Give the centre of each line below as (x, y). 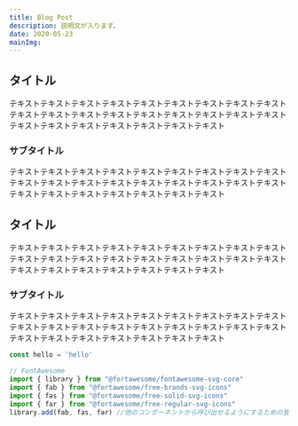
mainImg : (25, 42)
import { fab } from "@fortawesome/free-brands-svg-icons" (121, 388)
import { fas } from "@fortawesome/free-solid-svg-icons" (118, 396)
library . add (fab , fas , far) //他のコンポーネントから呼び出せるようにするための (146, 412)
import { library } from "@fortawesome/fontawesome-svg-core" (126, 379)
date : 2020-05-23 (41, 34)
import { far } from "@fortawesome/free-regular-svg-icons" (123, 404)
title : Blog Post (41, 17)
